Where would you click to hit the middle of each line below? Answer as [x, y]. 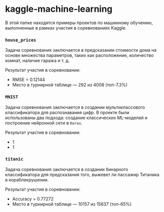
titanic [14, 159]
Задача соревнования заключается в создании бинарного [67, 169]
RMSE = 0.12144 [29, 80]
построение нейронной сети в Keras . [44, 123]
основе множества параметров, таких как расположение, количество [80, 56]
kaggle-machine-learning [59, 9]
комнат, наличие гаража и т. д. [37, 61]
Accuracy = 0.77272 [33, 199]
